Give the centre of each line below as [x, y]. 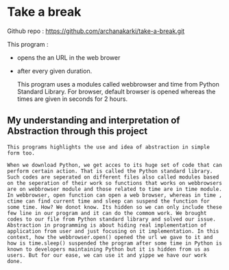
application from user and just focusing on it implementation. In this [113, 231]
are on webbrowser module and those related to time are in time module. [115, 189]
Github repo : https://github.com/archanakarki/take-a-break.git [96, 31]
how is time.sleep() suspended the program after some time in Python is [115, 243]
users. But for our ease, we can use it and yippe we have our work [107, 255]
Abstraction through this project [77, 131]
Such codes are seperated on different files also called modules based [113, 177]
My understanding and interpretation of [94, 121]
